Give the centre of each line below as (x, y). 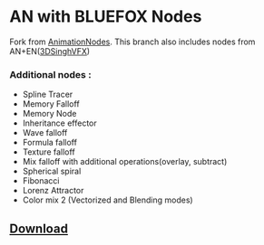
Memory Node (49, 114)
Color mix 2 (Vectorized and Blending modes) (108, 200)
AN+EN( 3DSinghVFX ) (50, 51)
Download (39, 228)
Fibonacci (41, 181)
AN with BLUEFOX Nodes (106, 17)
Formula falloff (49, 143)
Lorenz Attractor (53, 191)
